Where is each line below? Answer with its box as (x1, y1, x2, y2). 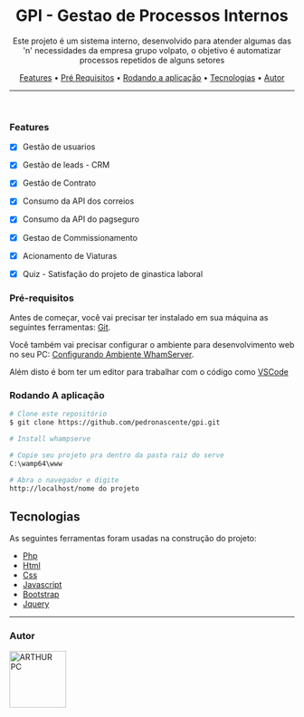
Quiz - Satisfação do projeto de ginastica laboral (22, 268, 204, 279)
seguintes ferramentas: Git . (9, 322, 111, 333)
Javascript (22, 579, 62, 590)
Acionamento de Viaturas (22, 250, 118, 261)
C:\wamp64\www (9, 459, 63, 468)
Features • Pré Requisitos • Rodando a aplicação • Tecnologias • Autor (19, 72, 285, 82)
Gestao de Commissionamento (22, 232, 138, 243)
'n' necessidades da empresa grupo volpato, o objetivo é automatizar (22, 44, 282, 55)
